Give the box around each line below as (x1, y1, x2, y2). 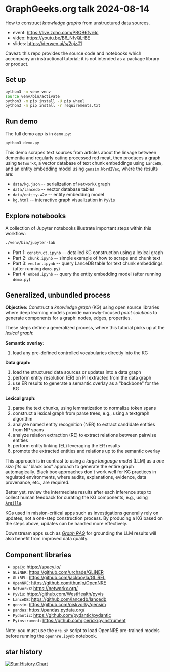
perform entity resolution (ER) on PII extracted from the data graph (12, 375, 152, 381)
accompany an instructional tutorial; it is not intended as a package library (5, 55, 160, 61)
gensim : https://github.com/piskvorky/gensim (12, 602, 106, 608)
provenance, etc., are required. (5, 479, 70, 486)
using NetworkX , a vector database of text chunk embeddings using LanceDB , (5, 160, 163, 166)
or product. (5, 61, 29, 67)
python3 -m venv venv (5, 89, 51, 94)
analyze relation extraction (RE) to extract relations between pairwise (12, 432, 157, 438)
